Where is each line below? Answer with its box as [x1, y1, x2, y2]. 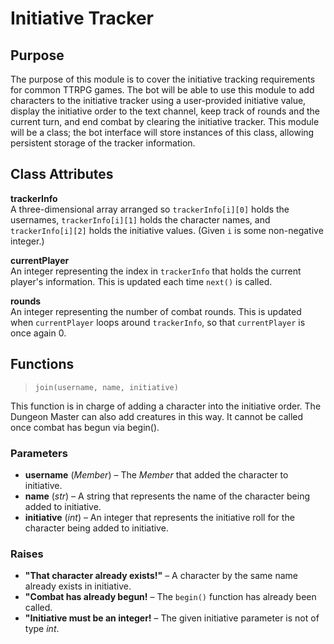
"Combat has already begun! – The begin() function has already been [24, 591, 317, 603]
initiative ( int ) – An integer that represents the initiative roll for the [24, 511, 295, 523]
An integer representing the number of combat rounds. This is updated [10, 305, 302, 317]
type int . [24, 623, 60, 635]
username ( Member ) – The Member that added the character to [24, 468, 289, 481]
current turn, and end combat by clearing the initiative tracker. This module [10, 116, 320, 127]
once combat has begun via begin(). [10, 421, 160, 433]
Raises [10, 547, 44, 561]
